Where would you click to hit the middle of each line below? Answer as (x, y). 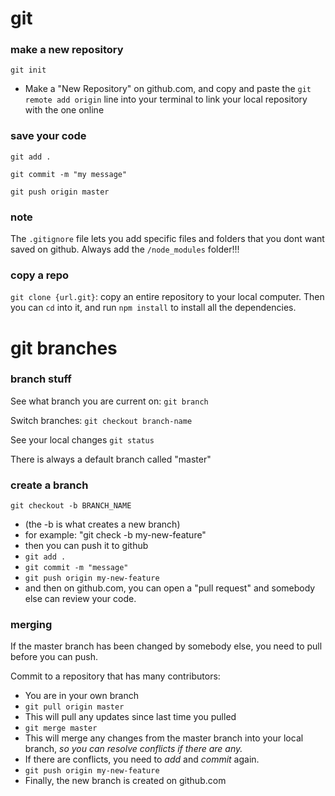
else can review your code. (80, 599)
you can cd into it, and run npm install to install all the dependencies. (153, 308)
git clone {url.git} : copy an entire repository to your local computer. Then (167, 297)
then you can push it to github (86, 546)
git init (28, 70)
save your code (48, 136)
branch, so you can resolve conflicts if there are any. (133, 749)
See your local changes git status (82, 439)
